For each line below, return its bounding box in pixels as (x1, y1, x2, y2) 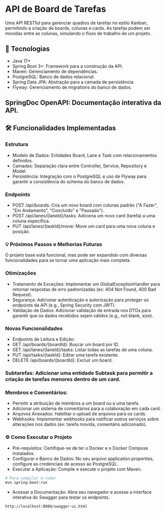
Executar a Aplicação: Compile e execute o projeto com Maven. (12, 466, 142, 472)
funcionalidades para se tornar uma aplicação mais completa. (5, 257, 131, 263)
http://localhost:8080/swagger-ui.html (5, 504, 88, 509)
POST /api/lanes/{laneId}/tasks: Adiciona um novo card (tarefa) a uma (12, 213, 156, 219)
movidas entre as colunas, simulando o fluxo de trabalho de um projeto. (5, 30, 152, 36)
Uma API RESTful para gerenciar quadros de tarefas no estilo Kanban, (5, 20, 148, 26)
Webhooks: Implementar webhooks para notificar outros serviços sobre (12, 416, 159, 422)
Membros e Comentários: (5, 389, 68, 396)
